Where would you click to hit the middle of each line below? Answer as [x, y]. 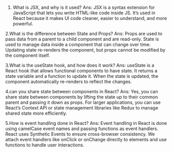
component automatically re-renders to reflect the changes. [69, 82]
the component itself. [28, 55]
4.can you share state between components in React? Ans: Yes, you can [82, 91]
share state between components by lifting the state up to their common [82, 97]
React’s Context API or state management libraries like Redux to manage [82, 108]
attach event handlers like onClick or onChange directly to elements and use [86, 139]
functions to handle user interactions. [45, 145]
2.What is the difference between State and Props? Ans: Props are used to [84, 34]
